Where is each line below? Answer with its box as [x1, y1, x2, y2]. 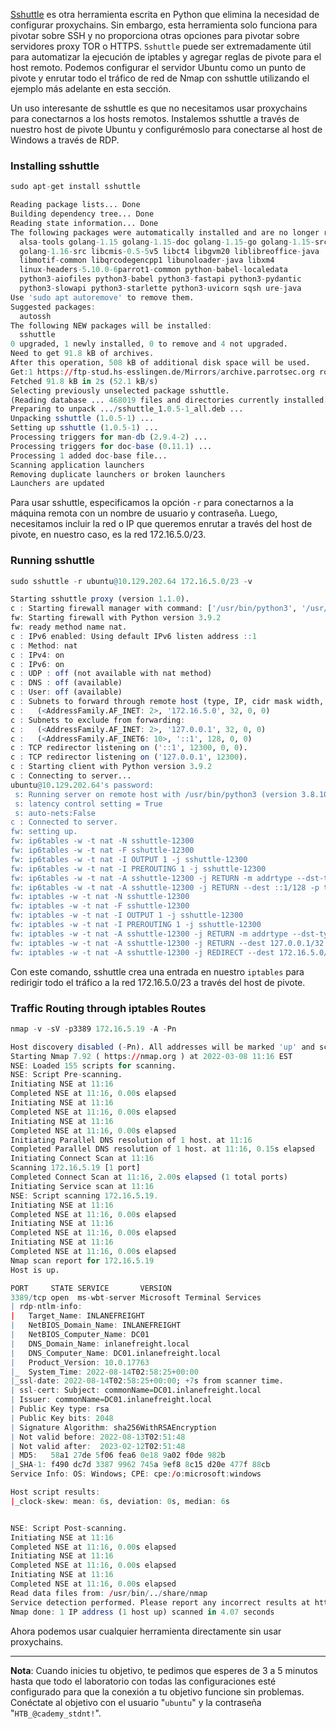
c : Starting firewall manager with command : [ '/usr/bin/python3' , [10, 604, 298, 614]
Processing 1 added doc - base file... [10, 450, 168, 461]
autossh [19, 311, 52, 321]
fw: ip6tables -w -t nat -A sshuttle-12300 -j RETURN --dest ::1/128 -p [10, 882, 320, 893]
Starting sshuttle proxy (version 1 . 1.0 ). [10, 594, 190, 604]
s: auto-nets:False [14, 808, 97, 818]
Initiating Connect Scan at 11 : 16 [10, 1154, 155, 1164]
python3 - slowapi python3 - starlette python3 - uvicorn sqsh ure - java [19, 284, 302, 294]
